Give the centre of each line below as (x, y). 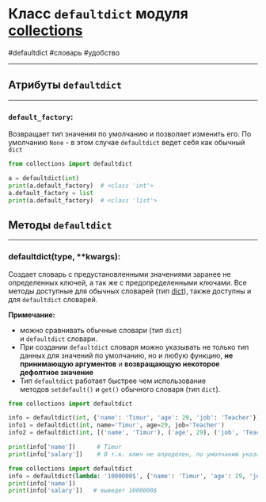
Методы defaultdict (60, 225)
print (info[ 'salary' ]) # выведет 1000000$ (83, 491)
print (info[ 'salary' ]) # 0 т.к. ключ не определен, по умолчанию (123, 454)
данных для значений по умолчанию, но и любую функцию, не (126, 355)
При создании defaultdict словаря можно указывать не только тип (134, 347)
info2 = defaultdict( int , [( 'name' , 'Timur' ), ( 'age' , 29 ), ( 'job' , (123, 433)
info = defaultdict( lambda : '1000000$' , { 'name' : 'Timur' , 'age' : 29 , (127, 476)
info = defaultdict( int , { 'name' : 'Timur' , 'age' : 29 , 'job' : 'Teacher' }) (134, 418)
